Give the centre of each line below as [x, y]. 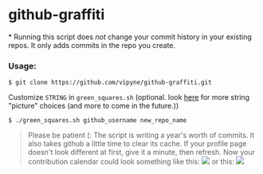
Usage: [23, 65]
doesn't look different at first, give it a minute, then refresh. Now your [141, 152]
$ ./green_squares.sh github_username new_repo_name [98, 121]
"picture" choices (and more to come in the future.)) [94, 106]
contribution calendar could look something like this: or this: [131, 162]
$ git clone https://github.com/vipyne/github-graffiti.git [110, 83]
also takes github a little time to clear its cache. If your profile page [137, 144]
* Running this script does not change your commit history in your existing [130, 37]
